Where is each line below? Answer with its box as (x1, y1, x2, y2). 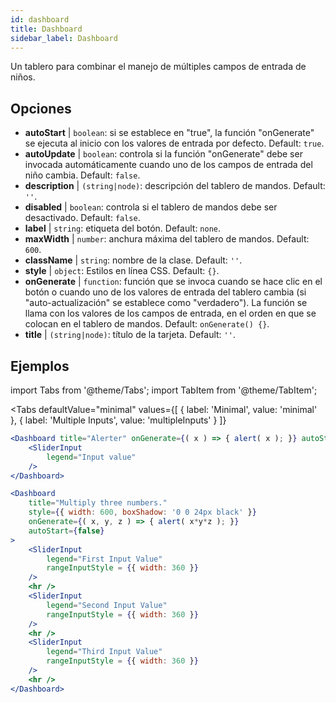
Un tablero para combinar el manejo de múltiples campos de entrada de (10, 61, 307, 73)
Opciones (10, 100, 72, 117)
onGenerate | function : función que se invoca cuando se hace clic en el (24, 276, 323, 288)
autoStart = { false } (28, 526, 105, 536)
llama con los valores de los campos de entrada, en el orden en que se (24, 307, 317, 320)
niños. (10, 71, 36, 83)
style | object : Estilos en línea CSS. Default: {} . (24, 265, 220, 277)
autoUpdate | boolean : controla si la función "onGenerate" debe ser (24, 148, 303, 160)
